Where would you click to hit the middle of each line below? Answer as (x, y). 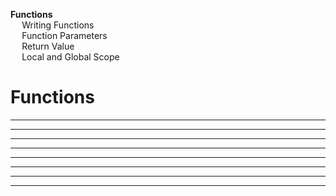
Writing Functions (58, 25)
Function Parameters (64, 35)
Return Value (48, 46)
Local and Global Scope (70, 57)
